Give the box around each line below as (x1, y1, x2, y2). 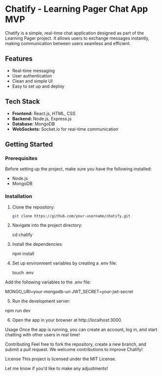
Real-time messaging (12, 68, 55, 73)
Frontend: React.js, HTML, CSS (12, 110, 76, 116)
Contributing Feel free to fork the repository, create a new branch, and (5, 341, 146, 347)
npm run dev (5, 307, 31, 314)
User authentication (12, 72, 52, 79)
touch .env (12, 270, 34, 276)
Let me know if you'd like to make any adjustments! (5, 366, 108, 372)
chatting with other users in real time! (5, 332, 80, 338)
